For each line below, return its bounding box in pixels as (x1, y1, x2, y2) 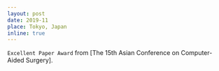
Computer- (181, 49, 213, 57)
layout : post (7, 10, 45, 17)
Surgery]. (25, 56, 53, 65)
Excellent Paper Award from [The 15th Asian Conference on (7, 49, 180, 57)
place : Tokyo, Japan (7, 23, 68, 30)
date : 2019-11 (7, 17, 49, 24)
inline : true (7, 29, 45, 37)
